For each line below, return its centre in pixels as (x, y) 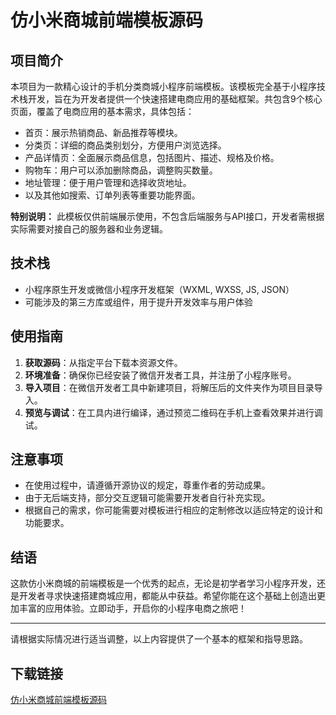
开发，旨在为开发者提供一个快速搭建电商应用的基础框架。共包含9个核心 (175, 99)
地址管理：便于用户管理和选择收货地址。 (108, 182)
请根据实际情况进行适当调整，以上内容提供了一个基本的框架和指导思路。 (159, 639)
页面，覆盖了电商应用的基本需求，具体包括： (102, 111)
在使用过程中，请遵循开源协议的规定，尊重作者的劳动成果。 (147, 485)
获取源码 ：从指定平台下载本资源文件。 (103, 362)
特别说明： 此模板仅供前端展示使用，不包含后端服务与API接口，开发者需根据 (167, 216)
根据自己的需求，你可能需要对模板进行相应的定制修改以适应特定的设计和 (173, 510)
